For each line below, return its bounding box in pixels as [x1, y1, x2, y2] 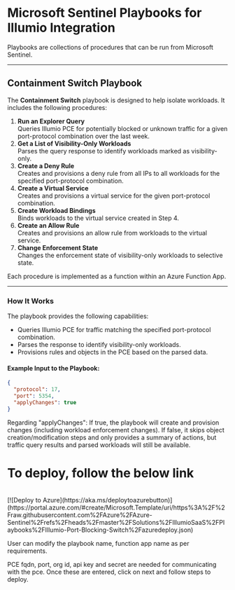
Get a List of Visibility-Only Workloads [17, 139, 131, 148]
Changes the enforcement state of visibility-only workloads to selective [17, 251, 223, 259]
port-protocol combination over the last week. [17, 132, 150, 140]
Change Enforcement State [17, 243, 99, 252]
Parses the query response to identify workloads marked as [17, 146, 190, 155]
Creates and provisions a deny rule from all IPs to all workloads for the [17, 169, 220, 177]
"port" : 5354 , [13, 392, 55, 399]
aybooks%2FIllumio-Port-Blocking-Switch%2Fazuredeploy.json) [7, 526, 194, 534]
